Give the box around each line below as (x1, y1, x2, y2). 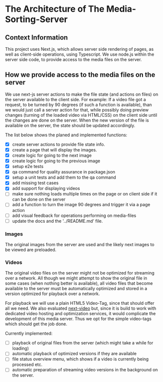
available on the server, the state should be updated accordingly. (5, 122, 136, 128)
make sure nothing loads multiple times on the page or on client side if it (12, 191, 158, 197)
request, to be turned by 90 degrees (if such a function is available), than (5, 102, 152, 107)
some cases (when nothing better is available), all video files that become (5, 280, 153, 286)
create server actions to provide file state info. (12, 141, 105, 147)
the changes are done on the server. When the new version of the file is (5, 117, 149, 123)
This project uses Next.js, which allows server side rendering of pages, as (5, 46, 154, 52)
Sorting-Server (5, 14, 68, 25)
